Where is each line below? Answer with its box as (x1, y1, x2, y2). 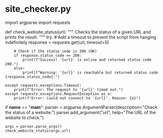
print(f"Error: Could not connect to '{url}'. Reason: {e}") (14, 96, 141, 100)
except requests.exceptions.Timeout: (5, 83, 82, 88)
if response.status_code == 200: (14, 53, 82, 58)
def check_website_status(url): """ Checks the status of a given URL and (5, 29, 151, 35)
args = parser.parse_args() (5, 124, 62, 129)
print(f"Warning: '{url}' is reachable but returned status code (22, 70, 159, 75)
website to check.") (5, 115, 44, 120)
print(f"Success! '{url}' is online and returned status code (22, 57, 152, 62)
